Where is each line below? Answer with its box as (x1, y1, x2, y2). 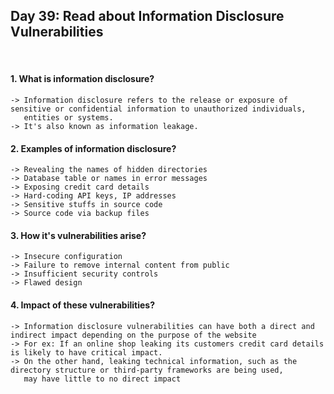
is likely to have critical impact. (10, 347, 163, 358)
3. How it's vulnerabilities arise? (10, 229, 147, 241)
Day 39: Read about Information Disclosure (10, 8, 285, 25)
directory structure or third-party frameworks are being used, (10, 365, 284, 375)
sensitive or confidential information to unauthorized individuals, (10, 104, 307, 114)
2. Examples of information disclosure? (10, 142, 177, 154)
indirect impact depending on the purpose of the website (10, 330, 257, 340)
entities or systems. (23, 113, 114, 123)
